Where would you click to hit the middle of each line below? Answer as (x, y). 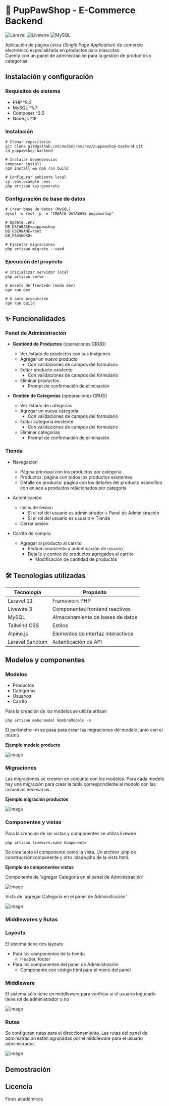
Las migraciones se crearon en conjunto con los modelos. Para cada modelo (85, 779)
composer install (23, 164)
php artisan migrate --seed (35, 249)
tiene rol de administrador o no (37, 999)
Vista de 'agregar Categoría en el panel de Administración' (66, 896)
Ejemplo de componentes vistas (40, 867)
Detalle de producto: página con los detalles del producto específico (91, 483)
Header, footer (35, 959)
